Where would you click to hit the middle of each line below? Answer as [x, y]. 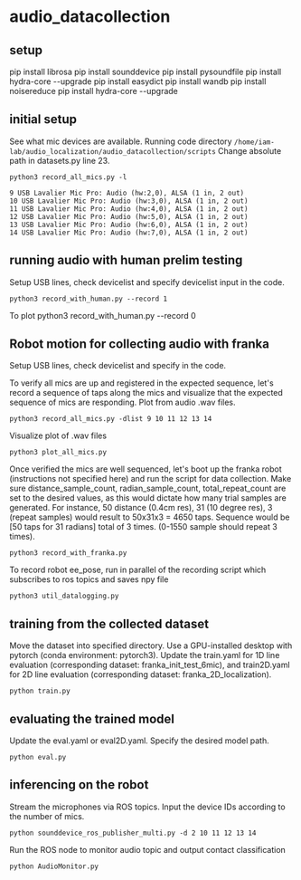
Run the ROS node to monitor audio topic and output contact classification [148, 849]
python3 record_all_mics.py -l [68, 177]
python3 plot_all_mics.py [58, 453]
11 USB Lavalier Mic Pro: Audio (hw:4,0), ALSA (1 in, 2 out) [129, 209]
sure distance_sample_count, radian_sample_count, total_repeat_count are [148, 488]
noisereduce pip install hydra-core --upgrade [94, 91]
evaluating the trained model [92, 718]
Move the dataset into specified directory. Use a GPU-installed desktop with [151, 646]
